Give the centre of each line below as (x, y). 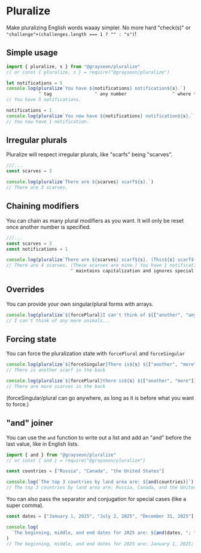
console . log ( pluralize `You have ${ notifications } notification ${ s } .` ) (96, 89)
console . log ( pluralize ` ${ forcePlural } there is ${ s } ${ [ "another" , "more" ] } (101, 381)
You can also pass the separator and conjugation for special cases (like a (96, 499)
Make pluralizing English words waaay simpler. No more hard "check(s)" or (98, 28)
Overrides (25, 289)
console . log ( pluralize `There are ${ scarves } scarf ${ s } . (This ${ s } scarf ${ (101, 260)
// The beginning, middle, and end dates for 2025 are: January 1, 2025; (100, 544)
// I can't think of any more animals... (59, 320)
